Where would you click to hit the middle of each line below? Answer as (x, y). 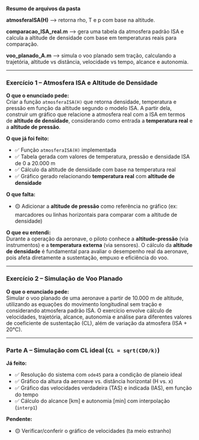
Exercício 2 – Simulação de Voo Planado (65, 279)
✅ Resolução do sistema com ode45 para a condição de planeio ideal (98, 374)
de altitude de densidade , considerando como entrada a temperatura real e (99, 121)
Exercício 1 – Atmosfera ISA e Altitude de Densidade (82, 82)
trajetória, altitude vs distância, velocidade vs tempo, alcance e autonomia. (97, 62)
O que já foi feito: (28, 139)
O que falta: (21, 194)
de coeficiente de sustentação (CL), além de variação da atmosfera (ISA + (97, 323)
